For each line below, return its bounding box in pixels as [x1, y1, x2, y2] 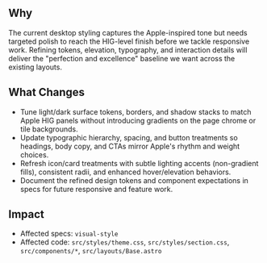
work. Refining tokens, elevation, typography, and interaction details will [8, 44, 248, 55]
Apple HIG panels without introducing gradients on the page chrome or [19, 115, 257, 125]
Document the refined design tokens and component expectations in [19, 175, 248, 185]
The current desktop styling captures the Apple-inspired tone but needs [8, 27, 248, 37]
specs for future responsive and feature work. [19, 184, 173, 194]
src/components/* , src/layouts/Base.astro [19, 246, 162, 256]
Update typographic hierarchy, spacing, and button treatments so [19, 132, 238, 142]
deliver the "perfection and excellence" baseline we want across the [8, 53, 236, 63]
